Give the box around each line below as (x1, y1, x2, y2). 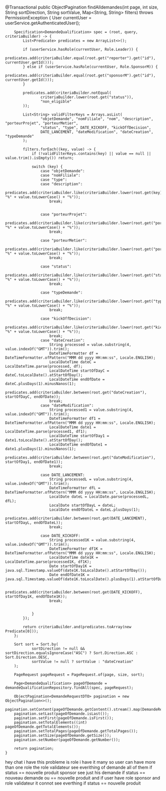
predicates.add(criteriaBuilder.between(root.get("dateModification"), (5, 455, 156, 460)
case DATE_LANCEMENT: (40, 472, 85, 477)
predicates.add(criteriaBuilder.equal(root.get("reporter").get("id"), (5, 56, 156, 61)
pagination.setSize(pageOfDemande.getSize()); (14, 733, 112, 738)
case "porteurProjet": (40, 212, 87, 217)
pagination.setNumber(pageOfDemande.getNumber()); (14, 737, 121, 742)
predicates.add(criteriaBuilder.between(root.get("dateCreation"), (5, 390, 147, 395)
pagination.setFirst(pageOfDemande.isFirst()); (14, 716, 114, 721)
